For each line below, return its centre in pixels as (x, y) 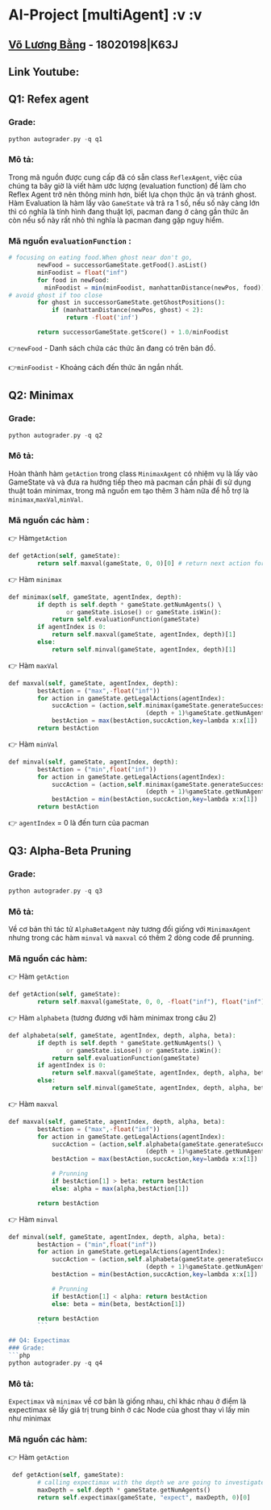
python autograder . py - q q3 (56, 891)
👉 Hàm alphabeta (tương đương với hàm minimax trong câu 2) (113, 1017)
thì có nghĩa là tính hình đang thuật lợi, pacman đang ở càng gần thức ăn (128, 211)
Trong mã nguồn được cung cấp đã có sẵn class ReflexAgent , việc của (125, 177)
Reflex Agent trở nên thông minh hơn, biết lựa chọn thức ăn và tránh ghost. (132, 194)
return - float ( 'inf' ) (102, 318)
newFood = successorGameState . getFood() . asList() (122, 265)
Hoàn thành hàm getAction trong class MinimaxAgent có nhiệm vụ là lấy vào (133, 473)
